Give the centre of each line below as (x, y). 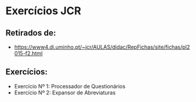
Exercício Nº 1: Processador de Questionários (70, 86)
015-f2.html (28, 53)
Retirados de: (31, 33)
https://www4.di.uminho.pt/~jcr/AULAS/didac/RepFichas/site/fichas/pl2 (102, 47)
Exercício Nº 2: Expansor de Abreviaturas (65, 93)
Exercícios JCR (43, 11)
